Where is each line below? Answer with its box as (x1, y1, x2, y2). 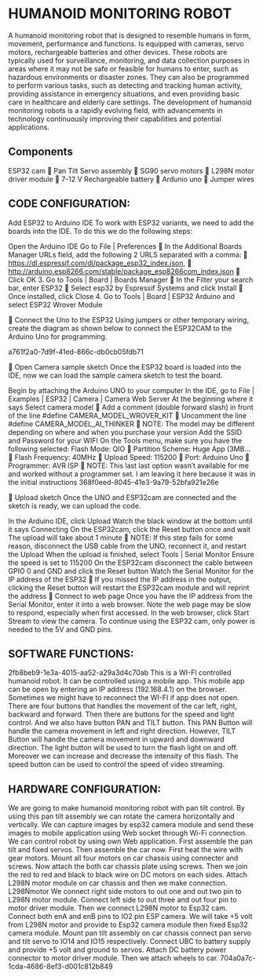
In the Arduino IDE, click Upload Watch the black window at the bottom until (8, 516, 253, 526)
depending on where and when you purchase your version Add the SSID (8, 427, 243, 436)
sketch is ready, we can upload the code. (8, 501, 141, 510)
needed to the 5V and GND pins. (8, 625, 113, 634)
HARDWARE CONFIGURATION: (8, 782, 162, 796)
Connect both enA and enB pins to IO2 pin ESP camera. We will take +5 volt (8, 912, 253, 921)
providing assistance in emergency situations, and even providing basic (8, 89, 239, 98)
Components (8, 145, 73, 159)
